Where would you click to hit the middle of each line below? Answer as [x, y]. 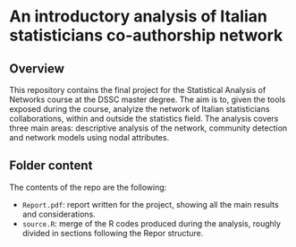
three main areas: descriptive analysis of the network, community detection [148, 128]
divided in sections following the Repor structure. [113, 233]
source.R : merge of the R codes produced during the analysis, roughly [152, 223]
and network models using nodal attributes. [89, 137]
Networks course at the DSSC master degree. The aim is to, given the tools [148, 99]
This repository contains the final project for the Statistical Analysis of [138, 90]
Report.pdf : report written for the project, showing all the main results [150, 204]
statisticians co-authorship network [146, 35]
